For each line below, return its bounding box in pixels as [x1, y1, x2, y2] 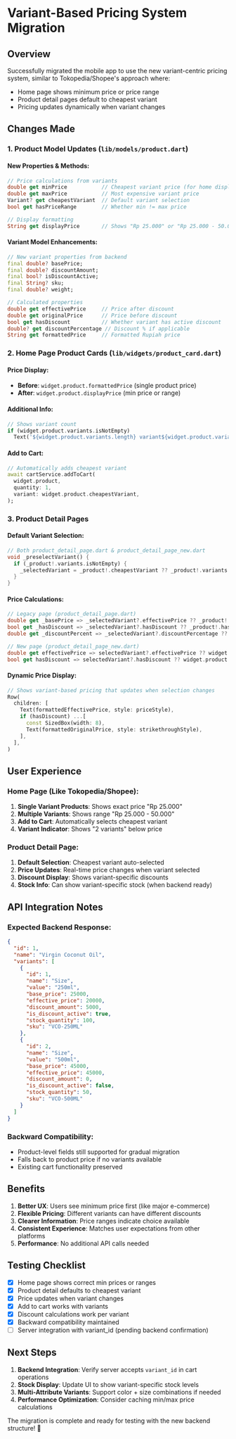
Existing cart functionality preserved [17, 1162, 123, 1171]
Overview [7, 48, 51, 60]
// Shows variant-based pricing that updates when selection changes [7, 686, 216, 694]
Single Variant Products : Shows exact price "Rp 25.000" [17, 803, 183, 811]
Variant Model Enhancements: [7, 238, 98, 246]
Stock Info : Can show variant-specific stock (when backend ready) [17, 881, 213, 889]
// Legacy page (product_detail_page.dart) [7, 610, 137, 617]
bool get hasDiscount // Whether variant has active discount [7, 318, 221, 325]
